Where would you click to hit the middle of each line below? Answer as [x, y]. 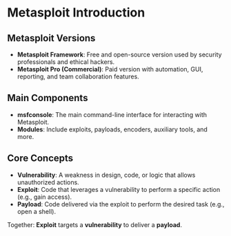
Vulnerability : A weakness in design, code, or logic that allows [106, 175]
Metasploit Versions [51, 38]
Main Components [48, 98]
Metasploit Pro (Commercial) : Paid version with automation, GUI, [110, 69]
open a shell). [37, 211]
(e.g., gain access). [44, 197]
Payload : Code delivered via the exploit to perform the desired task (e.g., [121, 204]
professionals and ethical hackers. [66, 62]
